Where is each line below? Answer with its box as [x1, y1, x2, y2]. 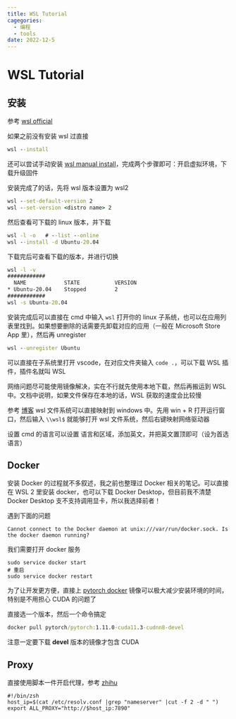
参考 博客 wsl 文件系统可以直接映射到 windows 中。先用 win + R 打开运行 [7, 405, 219, 414]
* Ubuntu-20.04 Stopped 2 [7, 286, 118, 293]
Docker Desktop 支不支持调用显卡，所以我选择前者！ [7, 497, 161, 505]
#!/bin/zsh [7, 693, 39, 700]
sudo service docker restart [7, 573, 93, 580]
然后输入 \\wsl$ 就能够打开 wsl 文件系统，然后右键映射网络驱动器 [19, 415, 210, 423]
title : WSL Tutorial [7, 10, 68, 18]
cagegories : [7, 17, 42, 24]
